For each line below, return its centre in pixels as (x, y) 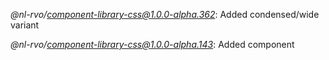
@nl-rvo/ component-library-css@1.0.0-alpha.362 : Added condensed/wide (165, 14)
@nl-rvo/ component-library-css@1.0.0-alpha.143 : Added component (152, 44)
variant (25, 25)
